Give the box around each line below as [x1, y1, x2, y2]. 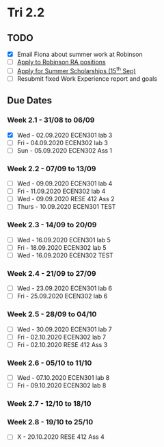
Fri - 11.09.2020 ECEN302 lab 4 [16, 187, 106, 196]
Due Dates [7, 94, 53, 107]
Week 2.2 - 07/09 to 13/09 [7, 164, 96, 173]
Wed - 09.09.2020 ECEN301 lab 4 [16, 179, 113, 188]
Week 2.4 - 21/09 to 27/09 [7, 268, 97, 278]
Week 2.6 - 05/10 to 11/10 [7, 358, 92, 368]
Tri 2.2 [7, 5, 45, 21]
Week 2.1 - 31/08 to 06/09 [7, 115, 95, 125]
